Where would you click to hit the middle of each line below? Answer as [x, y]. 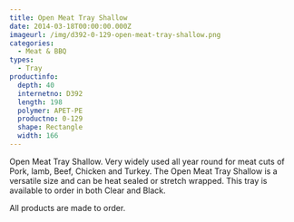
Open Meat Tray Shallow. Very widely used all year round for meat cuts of [147, 161]
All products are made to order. [68, 208]
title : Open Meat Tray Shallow [69, 18]
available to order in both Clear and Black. [88, 190]
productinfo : [34, 77]
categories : [32, 43]
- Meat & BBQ [42, 52]
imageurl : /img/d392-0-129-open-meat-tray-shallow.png [115, 34]
